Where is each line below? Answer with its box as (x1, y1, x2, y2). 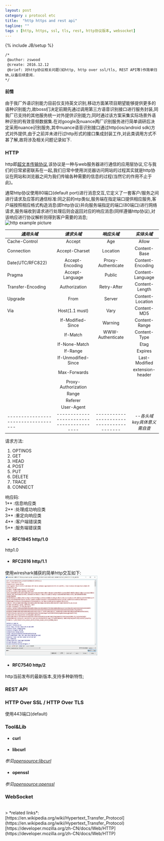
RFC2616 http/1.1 (12, 558, 47, 564)
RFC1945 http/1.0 (12, 536, 49, 542)
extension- (133, 367, 156, 373)
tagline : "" (5, 23, 29, 28)
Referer (65, 398, 81, 403)
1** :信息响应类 (5, 501, 37, 506)
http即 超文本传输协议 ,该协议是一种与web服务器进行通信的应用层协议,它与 (5, 161, 153, 167)
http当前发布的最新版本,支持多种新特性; (5, 673, 84, 679)
